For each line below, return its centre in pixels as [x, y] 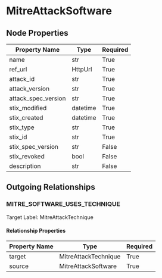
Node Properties [37, 33]
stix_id [18, 137]
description [25, 166]
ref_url [18, 69]
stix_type [22, 127]
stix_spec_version [34, 147]
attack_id [22, 79]
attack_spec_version [38, 98]
